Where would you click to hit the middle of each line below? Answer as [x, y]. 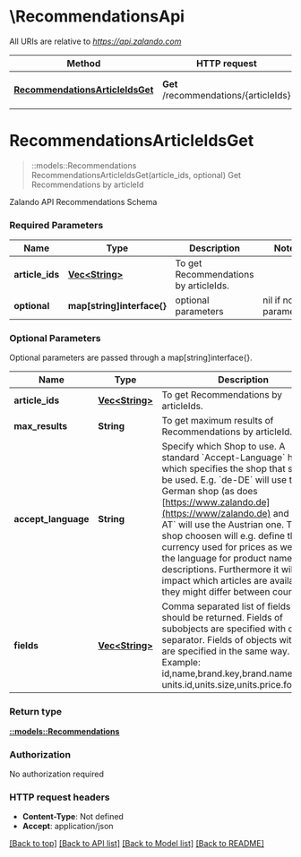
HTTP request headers [60, 797]
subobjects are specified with [224, 629]
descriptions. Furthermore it [220, 570]
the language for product [214, 559]
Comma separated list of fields [226, 606]
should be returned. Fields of [223, 618]
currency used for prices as [219, 547]
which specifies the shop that [224, 469]
